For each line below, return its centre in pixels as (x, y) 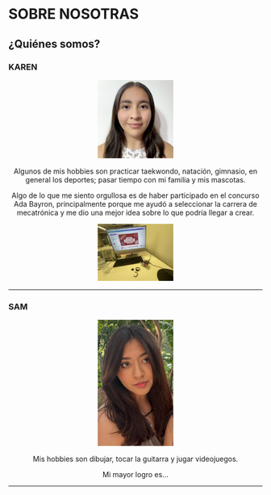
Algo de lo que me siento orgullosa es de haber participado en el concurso (135, 195)
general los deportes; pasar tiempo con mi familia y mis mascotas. (135, 180)
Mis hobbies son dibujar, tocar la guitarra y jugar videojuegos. (135, 459)
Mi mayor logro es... (135, 475)
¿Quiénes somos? (54, 44)
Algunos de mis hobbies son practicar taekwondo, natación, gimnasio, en (135, 171)
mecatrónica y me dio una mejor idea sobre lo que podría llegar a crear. (135, 213)
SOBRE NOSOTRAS (74, 14)
